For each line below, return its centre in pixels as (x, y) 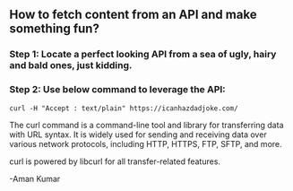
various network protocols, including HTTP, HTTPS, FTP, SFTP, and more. (146, 143)
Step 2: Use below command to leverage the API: (117, 90)
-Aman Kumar (35, 178)
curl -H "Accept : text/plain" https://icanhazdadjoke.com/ (124, 108)
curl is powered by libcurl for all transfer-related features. (115, 161)
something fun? (55, 29)
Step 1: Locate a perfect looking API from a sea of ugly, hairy (143, 55)
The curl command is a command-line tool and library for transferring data (146, 125)
